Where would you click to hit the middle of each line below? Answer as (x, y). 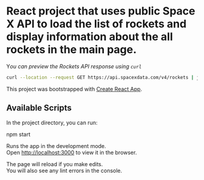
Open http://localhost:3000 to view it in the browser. (72, 152)
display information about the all (90, 37)
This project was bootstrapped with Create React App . (74, 89)
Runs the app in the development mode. (56, 146)
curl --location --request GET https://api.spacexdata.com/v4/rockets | (100, 77)
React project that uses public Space (101, 11)
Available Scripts (39, 108)
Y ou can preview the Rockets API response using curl (74, 66)
